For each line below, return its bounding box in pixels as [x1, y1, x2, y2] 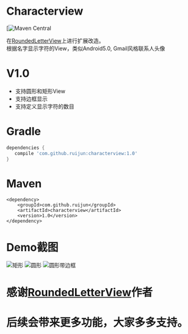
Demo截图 [6, 240, 59, 254]
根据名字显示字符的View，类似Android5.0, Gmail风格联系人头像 [6, 45, 165, 52]
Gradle [6, 125, 42, 139]
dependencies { [6, 145, 45, 151]
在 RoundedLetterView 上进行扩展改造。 [6, 37, 105, 44]
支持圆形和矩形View [15, 87, 66, 95]
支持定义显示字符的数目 [15, 103, 74, 110]
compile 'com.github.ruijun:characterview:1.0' [14, 150, 138, 156]
